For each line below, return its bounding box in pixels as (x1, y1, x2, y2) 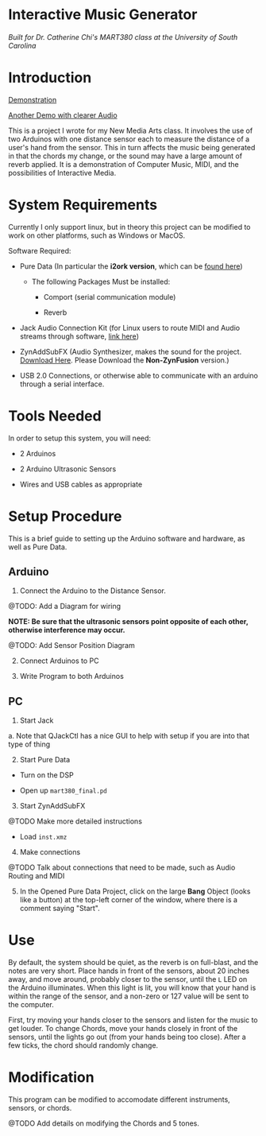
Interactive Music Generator (8, 6, 198, 24)
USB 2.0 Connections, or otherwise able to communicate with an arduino (19, 370, 258, 380)
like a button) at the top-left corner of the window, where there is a (19, 895, 238, 905)
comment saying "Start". (19, 904, 101, 913)
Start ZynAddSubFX (19, 801, 86, 811)
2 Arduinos (19, 448, 56, 458)
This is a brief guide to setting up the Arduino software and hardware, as (8, 533, 245, 543)
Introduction (8, 68, 92, 87)
